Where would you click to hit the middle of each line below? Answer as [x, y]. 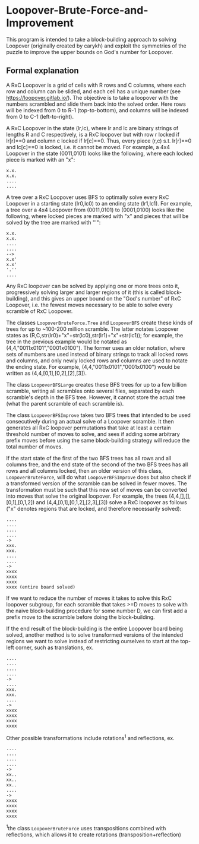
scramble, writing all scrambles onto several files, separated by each [90, 391]
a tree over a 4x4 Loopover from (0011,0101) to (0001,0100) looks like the [95, 210]
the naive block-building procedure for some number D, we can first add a [97, 611]
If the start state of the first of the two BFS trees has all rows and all [89, 458]
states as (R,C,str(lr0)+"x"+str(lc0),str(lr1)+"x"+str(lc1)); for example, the [95, 335]
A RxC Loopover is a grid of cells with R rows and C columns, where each [96, 85]
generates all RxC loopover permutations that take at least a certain [89, 428]
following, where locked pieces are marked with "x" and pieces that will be [97, 216]
